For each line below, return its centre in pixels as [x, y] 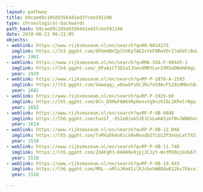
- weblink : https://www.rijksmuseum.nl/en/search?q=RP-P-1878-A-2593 [96, 79]
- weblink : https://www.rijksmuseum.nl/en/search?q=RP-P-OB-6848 [90, 113]
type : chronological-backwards [46, 23]
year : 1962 [25, 57]
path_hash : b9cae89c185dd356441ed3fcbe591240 [64, 29]
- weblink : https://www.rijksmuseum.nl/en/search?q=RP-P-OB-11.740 [93, 146]
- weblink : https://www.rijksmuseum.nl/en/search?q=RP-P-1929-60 [90, 96]
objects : [17, 40]
